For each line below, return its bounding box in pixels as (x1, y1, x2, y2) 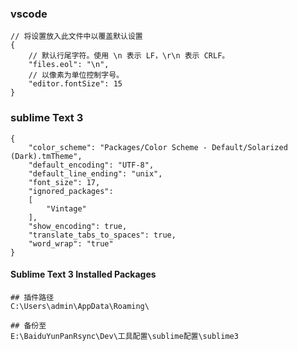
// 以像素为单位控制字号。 (28, 70, 124, 81)
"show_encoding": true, (28, 221, 128, 231)
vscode (10, 7, 48, 21)
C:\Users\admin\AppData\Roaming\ (10, 301, 150, 311)
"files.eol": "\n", (28, 60, 110, 70)
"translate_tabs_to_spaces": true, (28, 230, 177, 240)
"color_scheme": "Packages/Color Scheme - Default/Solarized (28, 142, 288, 152)
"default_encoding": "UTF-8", (28, 160, 155, 170)
